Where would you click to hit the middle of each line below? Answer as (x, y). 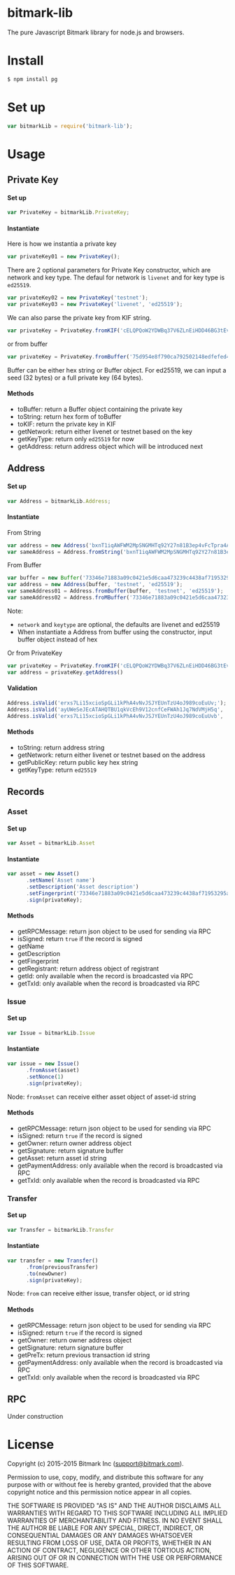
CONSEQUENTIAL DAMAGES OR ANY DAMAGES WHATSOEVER (100, 1536)
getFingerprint (38, 961)
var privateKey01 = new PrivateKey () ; (64, 257)
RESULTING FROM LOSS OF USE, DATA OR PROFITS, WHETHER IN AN (109, 1543)
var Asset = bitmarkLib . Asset (51, 843)
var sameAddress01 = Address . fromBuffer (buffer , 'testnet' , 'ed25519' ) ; (115, 591)
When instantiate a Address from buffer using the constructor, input (115, 632)
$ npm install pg (33, 79)
